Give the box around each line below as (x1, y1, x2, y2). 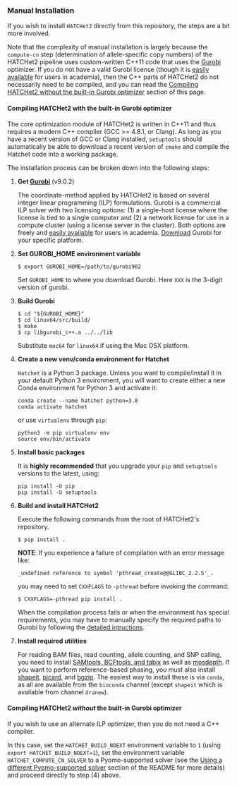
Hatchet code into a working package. (7, 150, 119, 158)
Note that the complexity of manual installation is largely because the (7, 43, 208, 52)
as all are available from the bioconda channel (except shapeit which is (17, 680, 223, 689)
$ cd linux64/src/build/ (17, 316, 91, 323)
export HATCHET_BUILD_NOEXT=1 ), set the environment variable (7, 748, 185, 756)
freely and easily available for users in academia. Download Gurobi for (17, 228, 222, 236)
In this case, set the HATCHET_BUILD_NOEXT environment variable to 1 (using (7, 740, 221, 749)
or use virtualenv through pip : (17, 416, 107, 424)
